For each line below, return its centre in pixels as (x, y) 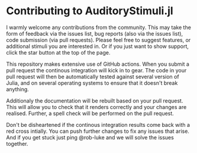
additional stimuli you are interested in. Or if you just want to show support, (98, 46)
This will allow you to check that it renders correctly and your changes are (96, 107)
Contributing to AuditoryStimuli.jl (90, 11)
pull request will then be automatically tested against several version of (93, 76)
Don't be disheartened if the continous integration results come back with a (98, 125)
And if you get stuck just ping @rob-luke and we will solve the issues (90, 137)
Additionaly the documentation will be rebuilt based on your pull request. (95, 101)
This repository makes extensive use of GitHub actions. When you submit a (98, 64)
